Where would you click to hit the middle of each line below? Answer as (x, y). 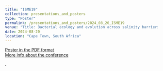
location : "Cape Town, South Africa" (43, 36)
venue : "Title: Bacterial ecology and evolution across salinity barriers (82, 27)
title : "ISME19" (21, 9)
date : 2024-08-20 (23, 32)
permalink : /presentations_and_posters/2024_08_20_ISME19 (65, 23)
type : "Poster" (20, 18)
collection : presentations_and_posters (45, 14)
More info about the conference (37, 55)
